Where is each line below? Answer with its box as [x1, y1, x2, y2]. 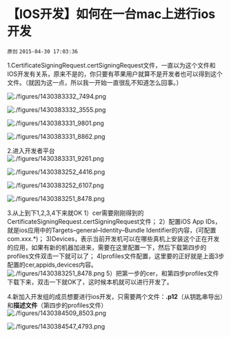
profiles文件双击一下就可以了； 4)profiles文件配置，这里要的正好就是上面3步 [7, 251, 225, 260]
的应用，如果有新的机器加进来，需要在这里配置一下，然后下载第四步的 [7, 243, 207, 251]
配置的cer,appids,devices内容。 [7, 260, 98, 269]
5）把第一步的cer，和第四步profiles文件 [106, 269, 219, 277]
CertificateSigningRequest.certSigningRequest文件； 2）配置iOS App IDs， [7, 217, 221, 225]
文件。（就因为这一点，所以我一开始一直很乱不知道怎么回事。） [7, 78, 183, 86]
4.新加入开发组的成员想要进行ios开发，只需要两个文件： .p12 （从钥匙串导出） [7, 292, 223, 300]
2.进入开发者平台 [7, 146, 55, 155]
